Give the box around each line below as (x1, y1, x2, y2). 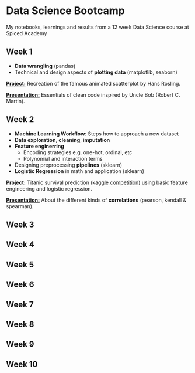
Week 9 (6, 339, 34, 350)
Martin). (6, 97, 25, 104)
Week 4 (6, 239, 35, 250)
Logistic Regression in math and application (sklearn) (14, 167, 145, 174)
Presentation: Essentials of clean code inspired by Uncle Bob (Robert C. (6, 91, 180, 98)
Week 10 (6, 359, 38, 369)
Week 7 (6, 299, 34, 309)
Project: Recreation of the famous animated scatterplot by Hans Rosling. (6, 80, 181, 87)
